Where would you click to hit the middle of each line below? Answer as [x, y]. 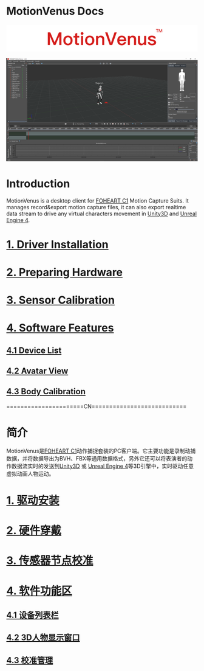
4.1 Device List [34, 350]
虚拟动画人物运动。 [30, 473]
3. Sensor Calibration [61, 300]
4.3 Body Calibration [46, 391]
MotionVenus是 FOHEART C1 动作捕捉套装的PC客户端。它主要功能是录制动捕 [101, 451]
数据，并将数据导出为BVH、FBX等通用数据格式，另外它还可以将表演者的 [97, 458]
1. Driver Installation [58, 244]
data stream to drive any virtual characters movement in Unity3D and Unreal [102, 214]
